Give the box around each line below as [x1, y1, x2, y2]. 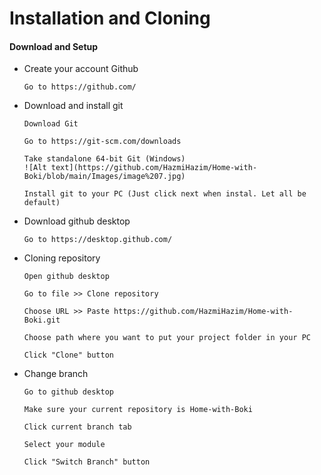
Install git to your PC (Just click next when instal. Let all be [23, 189, 307, 199]
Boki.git [23, 315, 61, 326]
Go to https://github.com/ [23, 82, 137, 92]
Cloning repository [23, 252, 101, 264]
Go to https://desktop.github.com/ [23, 235, 173, 245]
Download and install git [23, 100, 124, 112]
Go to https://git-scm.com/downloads [23, 137, 182, 147]
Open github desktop [23, 272, 110, 282]
